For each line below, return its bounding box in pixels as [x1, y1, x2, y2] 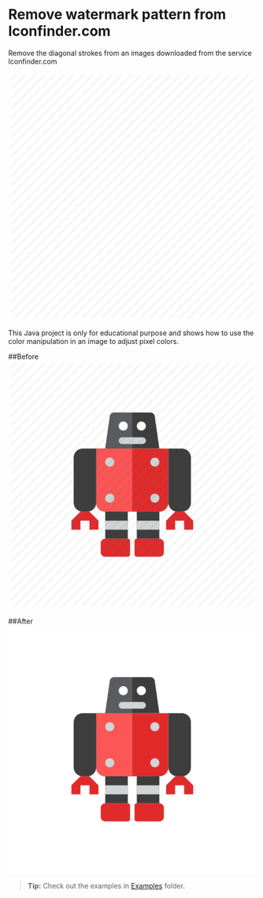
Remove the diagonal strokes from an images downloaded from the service [8, 48, 252, 57]
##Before [8, 352, 39, 361]
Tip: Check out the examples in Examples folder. [27, 881, 185, 890]
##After [8, 616, 33, 626]
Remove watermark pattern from [8, 6, 227, 24]
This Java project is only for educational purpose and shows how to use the [8, 328, 254, 338]
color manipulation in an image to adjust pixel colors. [8, 336, 180, 346]
